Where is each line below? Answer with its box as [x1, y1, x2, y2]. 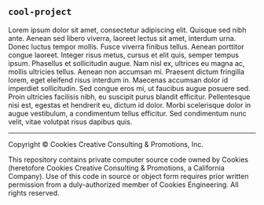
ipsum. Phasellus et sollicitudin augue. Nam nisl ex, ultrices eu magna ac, [8, 58, 245, 68]
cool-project [8, 6, 72, 18]
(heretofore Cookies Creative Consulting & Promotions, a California [8, 163, 225, 172]
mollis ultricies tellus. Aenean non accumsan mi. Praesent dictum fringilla [8, 67, 245, 76]
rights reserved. [8, 188, 60, 197]
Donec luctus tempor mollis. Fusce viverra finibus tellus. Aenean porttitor [8, 42, 245, 51]
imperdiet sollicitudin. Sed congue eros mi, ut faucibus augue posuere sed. [8, 83, 251, 93]
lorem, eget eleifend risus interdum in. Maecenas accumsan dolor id [8, 75, 229, 85]
